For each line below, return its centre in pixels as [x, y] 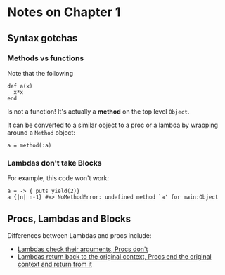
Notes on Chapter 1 [64, 12]
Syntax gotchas [43, 38]
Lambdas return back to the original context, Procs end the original [115, 256]
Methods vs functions [46, 58]
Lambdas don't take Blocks [54, 163]
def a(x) [20, 86]
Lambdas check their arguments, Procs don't [83, 249]
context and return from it [55, 264]
